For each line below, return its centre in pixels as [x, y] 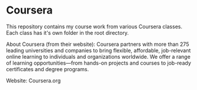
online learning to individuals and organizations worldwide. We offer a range [98, 56]
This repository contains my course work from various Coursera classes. [94, 26]
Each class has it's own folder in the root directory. [68, 32]
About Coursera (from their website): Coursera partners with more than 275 [98, 44]
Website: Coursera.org [34, 81]
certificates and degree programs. [48, 69]
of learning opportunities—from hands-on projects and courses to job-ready [98, 63]
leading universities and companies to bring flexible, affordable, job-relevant [98, 50]
